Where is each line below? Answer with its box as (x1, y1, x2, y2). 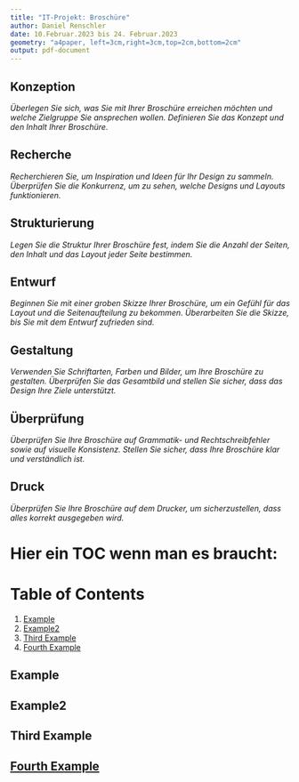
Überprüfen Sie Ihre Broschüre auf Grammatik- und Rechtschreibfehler (10, 435, 271, 445)
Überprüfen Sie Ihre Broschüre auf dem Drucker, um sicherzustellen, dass (10, 503, 281, 513)
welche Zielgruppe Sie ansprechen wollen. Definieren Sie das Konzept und (10, 112, 284, 123)
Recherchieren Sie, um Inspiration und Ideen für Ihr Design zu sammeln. (10, 171, 274, 181)
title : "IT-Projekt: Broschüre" (10, 12, 130, 22)
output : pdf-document (10, 46, 91, 55)
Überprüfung (10, 411, 85, 426)
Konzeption (10, 79, 76, 94)
